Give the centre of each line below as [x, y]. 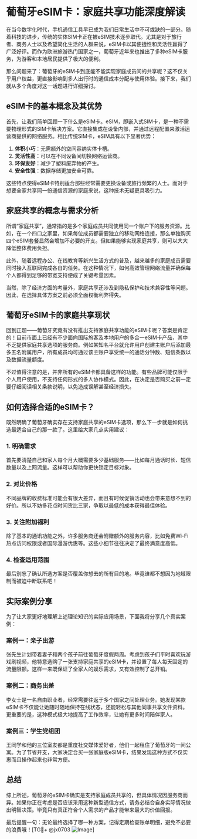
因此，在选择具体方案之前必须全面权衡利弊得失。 [65, 295]
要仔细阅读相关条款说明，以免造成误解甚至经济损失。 [70, 387]
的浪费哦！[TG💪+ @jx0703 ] [50, 829]
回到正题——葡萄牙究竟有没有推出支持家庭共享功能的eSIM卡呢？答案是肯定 [97, 330]
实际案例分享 [29, 601]
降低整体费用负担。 [29, 248]
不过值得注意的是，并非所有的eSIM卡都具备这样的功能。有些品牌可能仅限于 [97, 372]
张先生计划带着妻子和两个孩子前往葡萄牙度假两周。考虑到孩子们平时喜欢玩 [96, 654]
